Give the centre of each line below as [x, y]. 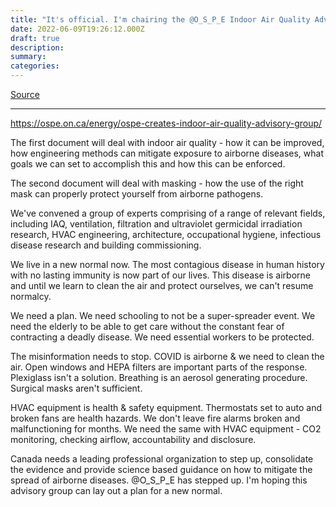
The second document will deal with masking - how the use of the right [157, 183]
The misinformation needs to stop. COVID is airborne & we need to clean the [167, 356]
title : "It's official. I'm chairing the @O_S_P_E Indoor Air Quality [160, 19]
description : [37, 47]
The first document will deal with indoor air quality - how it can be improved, [167, 142]
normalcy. [31, 296]
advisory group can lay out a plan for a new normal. [116, 490]
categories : [35, 66]
